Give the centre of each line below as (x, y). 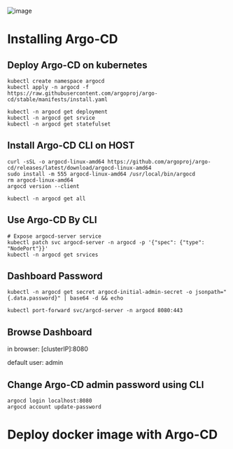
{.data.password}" (34, 298)
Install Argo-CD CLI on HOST (71, 146)
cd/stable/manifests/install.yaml (58, 100)
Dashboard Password (55, 276)
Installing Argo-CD (63, 39)
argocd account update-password (54, 407)
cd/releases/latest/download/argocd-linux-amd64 (79, 168)
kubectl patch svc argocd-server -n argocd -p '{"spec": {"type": (106, 242)
